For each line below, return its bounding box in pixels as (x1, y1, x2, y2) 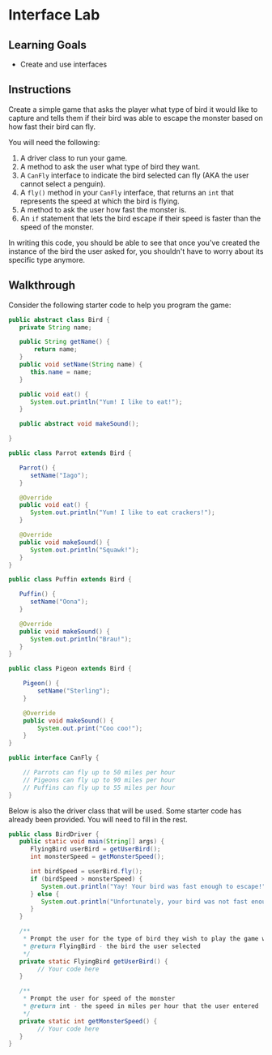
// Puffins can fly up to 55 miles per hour (23, 783, 176, 791)
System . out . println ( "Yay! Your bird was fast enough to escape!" (40, 882, 266, 890)
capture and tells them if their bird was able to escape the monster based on (8, 113, 263, 122)
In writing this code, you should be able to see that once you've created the (8, 238, 261, 247)
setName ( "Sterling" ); (37, 687, 111, 695)
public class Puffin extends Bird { (8, 576, 132, 584)
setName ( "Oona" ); (29, 598, 89, 606)
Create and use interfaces (19, 59, 108, 69)
